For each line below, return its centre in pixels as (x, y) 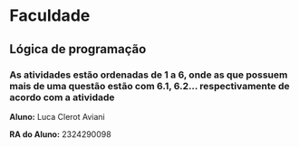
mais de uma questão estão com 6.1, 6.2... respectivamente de (149, 86)
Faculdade (50, 16)
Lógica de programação (78, 49)
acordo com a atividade (62, 97)
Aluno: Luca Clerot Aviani (58, 116)
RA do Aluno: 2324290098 (60, 134)
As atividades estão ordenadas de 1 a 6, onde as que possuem (149, 75)
